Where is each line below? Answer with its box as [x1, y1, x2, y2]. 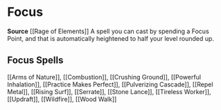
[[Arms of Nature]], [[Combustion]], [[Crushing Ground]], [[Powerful [7, 73, 202, 81]
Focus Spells [7, 55, 64, 66]
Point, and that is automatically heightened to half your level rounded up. [7, 34, 215, 42]
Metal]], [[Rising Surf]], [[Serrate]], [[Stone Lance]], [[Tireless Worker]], [7, 87, 211, 95]
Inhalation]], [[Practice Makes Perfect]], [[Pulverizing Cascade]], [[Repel [7, 80, 213, 89]
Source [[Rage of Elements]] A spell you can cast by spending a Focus [7, 27, 209, 35]
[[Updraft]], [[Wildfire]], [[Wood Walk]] [7, 95, 117, 103]
